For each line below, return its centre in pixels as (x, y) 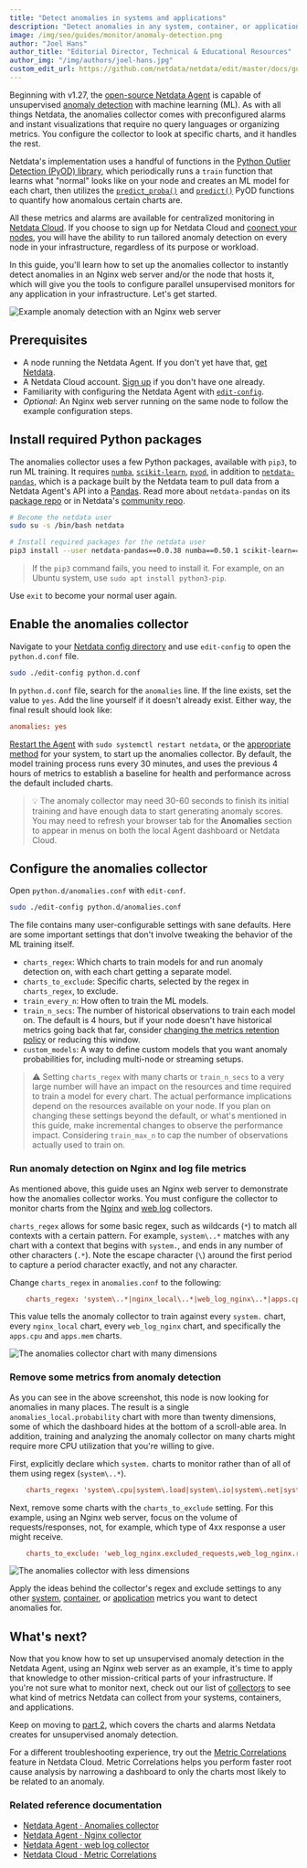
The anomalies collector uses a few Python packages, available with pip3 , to (153, 462)
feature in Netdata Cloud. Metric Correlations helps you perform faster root (151, 1762)
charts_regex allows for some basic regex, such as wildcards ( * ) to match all (153, 1225)
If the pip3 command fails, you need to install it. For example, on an (158, 568)
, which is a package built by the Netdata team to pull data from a (156, 481)
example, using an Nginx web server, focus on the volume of (123, 1517)
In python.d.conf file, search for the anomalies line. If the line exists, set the (150, 690)
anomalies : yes (38, 726)
